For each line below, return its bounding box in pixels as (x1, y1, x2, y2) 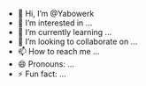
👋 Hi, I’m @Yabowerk (17, 9, 95, 18)
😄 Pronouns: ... (17, 59, 75, 69)
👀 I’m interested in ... (17, 18, 93, 28)
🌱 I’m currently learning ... (17, 27, 112, 37)
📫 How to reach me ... (17, 47, 100, 56)
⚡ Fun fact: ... (17, 68, 66, 79)
